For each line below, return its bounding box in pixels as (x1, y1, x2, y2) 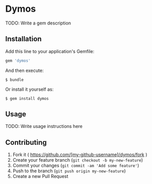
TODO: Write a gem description (5, 20, 71, 26)
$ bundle (5, 77, 24, 82)
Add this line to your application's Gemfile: (5, 48, 94, 54)
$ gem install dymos (5, 96, 49, 101)
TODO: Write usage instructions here (5, 123, 83, 129)
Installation (5, 35, 42, 43)
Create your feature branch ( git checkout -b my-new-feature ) (12, 157, 143, 163)
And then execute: (5, 67, 44, 73)
